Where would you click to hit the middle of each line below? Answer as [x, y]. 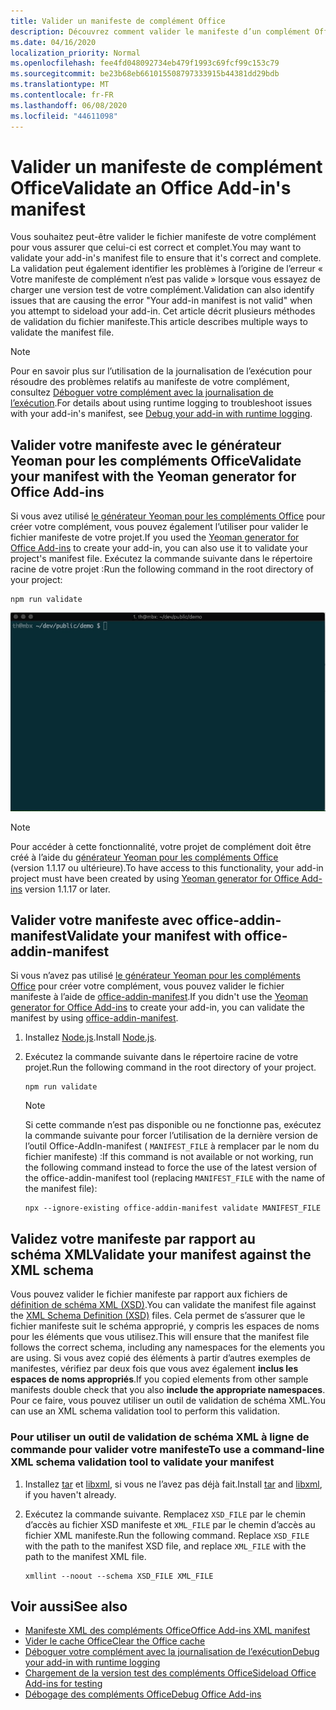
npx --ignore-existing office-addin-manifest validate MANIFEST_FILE [173, 1208]
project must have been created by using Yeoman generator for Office [155, 878]
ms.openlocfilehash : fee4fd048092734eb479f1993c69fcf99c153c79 [145, 63]
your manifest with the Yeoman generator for [153, 476]
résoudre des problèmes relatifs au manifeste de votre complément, [150, 382]
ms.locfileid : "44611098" [64, 116]
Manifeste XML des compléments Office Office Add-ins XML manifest [167, 1631]
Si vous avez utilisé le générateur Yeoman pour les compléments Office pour [168, 516]
